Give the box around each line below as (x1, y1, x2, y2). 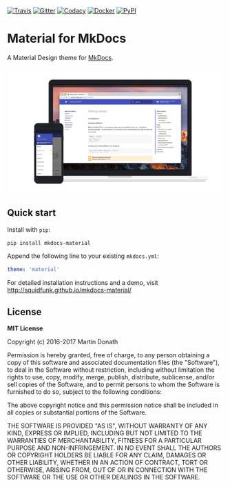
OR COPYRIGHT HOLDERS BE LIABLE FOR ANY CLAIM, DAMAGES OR (7, 451, 207, 459)
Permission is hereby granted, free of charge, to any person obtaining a (7, 351, 210, 359)
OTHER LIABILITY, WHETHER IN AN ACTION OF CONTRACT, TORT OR (7, 459, 208, 467)
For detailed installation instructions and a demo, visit (7, 279, 158, 287)
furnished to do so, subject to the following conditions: (7, 388, 162, 396)
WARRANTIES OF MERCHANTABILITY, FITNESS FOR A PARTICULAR (7, 437, 202, 445)
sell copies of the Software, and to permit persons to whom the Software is (7, 380, 220, 389)
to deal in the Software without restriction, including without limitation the (7, 366, 215, 374)
